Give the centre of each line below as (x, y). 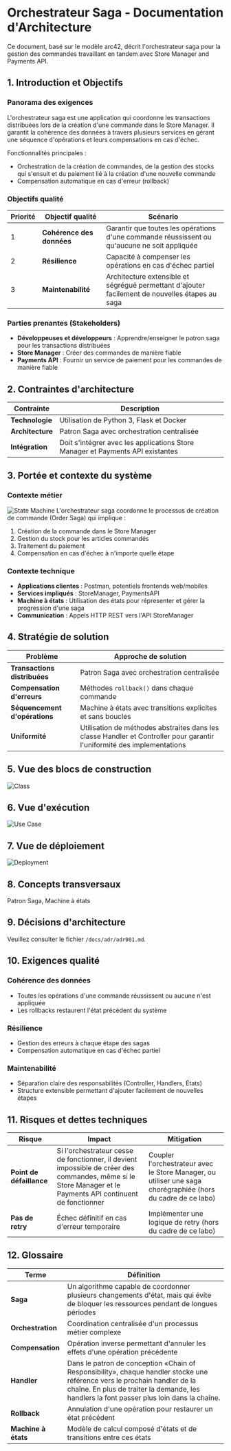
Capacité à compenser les (148, 257)
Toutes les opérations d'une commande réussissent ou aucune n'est (114, 996)
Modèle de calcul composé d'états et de (132, 1428)
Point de (25, 1172)
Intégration (29, 447)
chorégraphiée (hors (181, 1190)
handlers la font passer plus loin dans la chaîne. (144, 1397)
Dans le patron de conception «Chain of (131, 1363)
